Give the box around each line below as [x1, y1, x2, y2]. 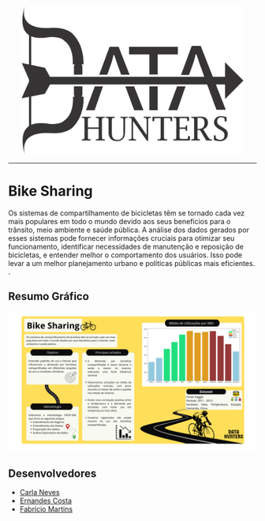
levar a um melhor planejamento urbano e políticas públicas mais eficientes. [8, 258, 256, 268]
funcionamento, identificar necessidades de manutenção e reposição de [8, 242, 244, 251]
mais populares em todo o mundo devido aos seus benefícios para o [8, 216, 231, 226]
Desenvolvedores [8, 467, 97, 480]
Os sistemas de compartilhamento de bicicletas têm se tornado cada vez [8, 208, 245, 218]
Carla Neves [19, 488, 61, 497]
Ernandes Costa [19, 496, 73, 506]
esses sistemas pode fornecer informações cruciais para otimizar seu [8, 233, 235, 242]
